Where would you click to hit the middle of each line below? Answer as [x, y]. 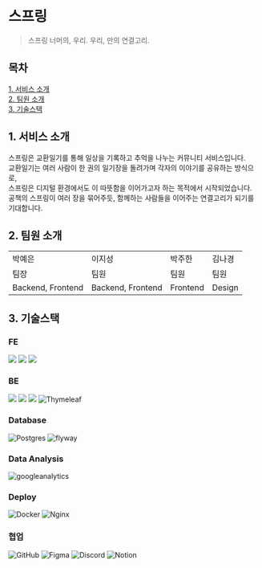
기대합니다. [26, 208]
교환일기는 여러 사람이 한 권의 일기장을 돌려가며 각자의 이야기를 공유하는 [121, 168]
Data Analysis [36, 459]
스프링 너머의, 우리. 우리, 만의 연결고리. [89, 40]
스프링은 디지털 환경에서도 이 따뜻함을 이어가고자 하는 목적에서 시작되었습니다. [130, 188]
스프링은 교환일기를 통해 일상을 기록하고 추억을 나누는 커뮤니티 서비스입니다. [127, 157]
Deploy [22, 496]
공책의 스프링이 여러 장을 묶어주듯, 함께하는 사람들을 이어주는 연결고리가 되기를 [131, 198]
